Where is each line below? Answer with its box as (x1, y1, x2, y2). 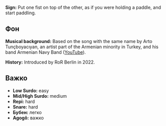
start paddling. (5, 10, 36, 16)
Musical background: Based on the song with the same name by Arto (5, 38, 152, 44)
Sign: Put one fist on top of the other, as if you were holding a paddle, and (5, 5, 161, 10)
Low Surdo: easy (12, 87, 50, 94)
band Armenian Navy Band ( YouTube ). (5, 49, 86, 55)
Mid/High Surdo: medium (12, 93, 67, 99)
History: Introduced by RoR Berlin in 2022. (5, 59, 96, 65)
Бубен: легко (12, 109, 42, 115)
